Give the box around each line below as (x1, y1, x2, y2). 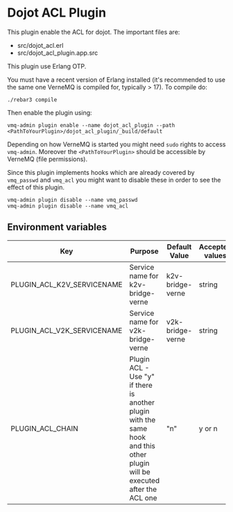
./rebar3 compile (7, 96, 58, 103)
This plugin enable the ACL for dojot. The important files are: (7, 28, 180, 36)
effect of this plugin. (7, 182, 64, 191)
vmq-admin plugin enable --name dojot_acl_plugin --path (7, 121, 175, 129)
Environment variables (7, 221, 107, 233)
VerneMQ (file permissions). (7, 155, 88, 163)
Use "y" (129, 371, 155, 381)
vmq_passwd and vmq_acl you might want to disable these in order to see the (7, 176, 221, 184)
